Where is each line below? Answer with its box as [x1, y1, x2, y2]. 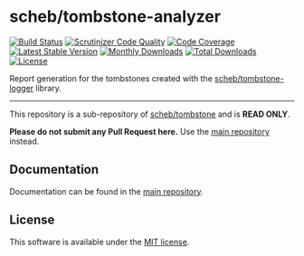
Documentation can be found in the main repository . [9, 185, 204, 196]
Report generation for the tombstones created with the [9, 72, 213, 83]
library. [35, 82, 62, 93]
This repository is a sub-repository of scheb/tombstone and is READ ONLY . [9, 109, 291, 119]
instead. [9, 136, 40, 147]
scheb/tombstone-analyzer [9, 6, 222, 27]
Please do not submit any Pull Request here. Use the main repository [9, 126, 270, 137]
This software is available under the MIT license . [9, 236, 190, 247]
